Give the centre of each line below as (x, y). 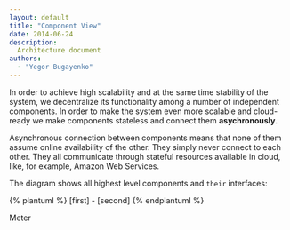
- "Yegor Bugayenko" (55, 67)
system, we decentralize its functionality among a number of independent (145, 101)
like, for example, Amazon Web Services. (85, 166)
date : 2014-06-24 (41, 34)
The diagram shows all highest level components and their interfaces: (138, 183)
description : (33, 42)
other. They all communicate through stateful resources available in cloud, (145, 156)
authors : (25, 59)
